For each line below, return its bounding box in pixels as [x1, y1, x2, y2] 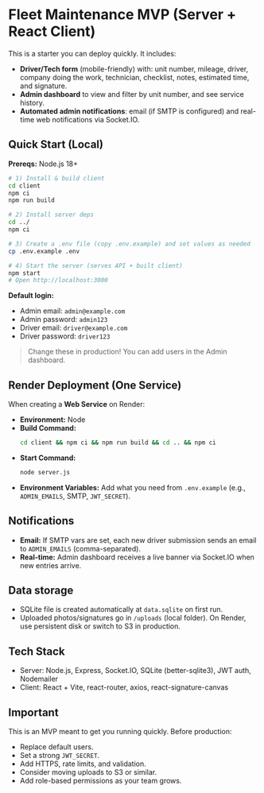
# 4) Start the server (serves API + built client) [8, 261, 183, 269]
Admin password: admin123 [19, 315, 108, 324]
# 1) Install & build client [8, 174, 105, 182]
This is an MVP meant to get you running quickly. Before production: [8, 727, 232, 737]
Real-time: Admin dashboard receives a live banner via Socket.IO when [19, 552, 254, 562]
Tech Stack [8, 644, 65, 658]
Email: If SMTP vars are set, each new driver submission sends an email [19, 535, 257, 545]
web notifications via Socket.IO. [36, 114, 140, 124]
